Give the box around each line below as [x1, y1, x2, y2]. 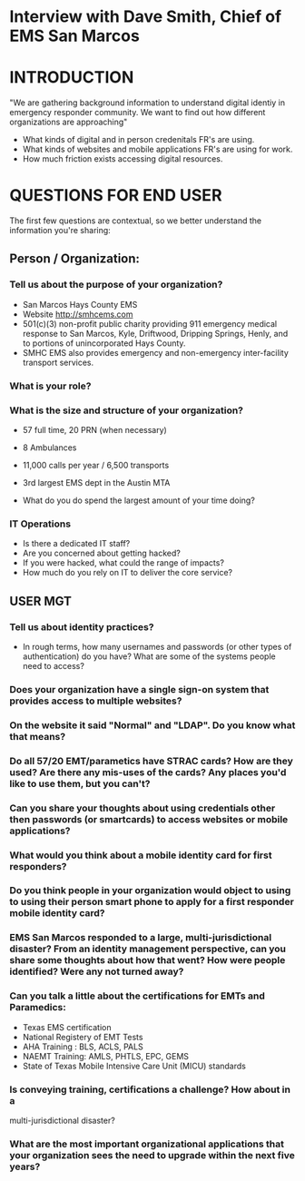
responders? [9, 860, 67, 872]
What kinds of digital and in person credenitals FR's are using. [22, 134, 255, 145]
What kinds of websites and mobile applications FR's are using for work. [22, 143, 293, 155]
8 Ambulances [22, 442, 77, 453]
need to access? [22, 660, 84, 671]
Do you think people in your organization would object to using [9, 884, 291, 897]
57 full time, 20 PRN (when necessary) [22, 424, 168, 435]
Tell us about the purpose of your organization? [9, 279, 223, 291]
